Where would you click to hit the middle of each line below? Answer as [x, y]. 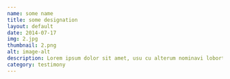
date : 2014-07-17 [32, 33]
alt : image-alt [29, 52]
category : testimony [37, 65]
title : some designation [42, 20]
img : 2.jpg [23, 39]
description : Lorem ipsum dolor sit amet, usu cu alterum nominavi [105, 58]
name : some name [30, 13]
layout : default [30, 26]
